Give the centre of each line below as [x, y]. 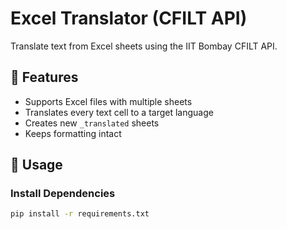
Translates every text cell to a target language [119, 112]
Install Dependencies [63, 194]
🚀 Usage [36, 165]
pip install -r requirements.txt [80, 214]
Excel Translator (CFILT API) [129, 18]
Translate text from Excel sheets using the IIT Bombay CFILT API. [144, 46]
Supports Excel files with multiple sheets [108, 101]
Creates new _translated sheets [92, 123]
